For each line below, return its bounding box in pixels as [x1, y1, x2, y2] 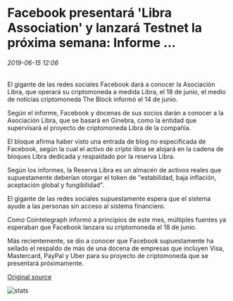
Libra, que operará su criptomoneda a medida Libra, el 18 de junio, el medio [7, 88, 227, 96]
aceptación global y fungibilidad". [7, 181, 105, 189]
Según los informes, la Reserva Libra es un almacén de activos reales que [7, 166, 222, 174]
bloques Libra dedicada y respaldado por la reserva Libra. [7, 153, 175, 161]
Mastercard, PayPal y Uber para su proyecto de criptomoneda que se [7, 252, 209, 260]
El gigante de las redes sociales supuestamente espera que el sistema [7, 195, 211, 203]
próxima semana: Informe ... [7, 35, 176, 51]
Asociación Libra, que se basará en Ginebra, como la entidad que [7, 116, 197, 124]
